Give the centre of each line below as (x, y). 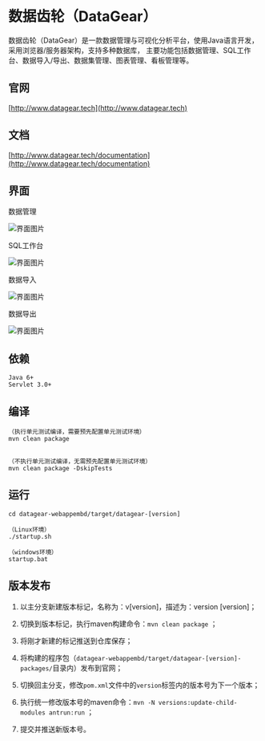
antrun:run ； (72, 712)
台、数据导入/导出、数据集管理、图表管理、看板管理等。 (101, 60)
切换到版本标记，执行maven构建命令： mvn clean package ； (118, 624)
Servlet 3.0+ (30, 385)
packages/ (36, 668)
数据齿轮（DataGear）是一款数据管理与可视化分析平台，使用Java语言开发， (133, 40)
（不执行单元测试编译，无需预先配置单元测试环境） (80, 462)
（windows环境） (33, 552)
